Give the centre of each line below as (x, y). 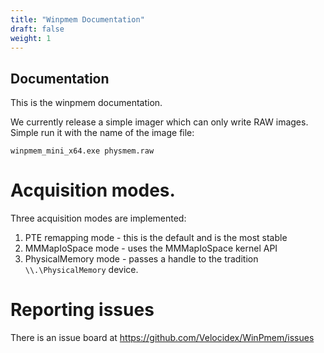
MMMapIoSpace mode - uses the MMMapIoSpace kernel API (151, 248)
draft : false (37, 29)
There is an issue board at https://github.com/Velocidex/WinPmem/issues (162, 338)
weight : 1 (31, 38)
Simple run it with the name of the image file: (102, 133)
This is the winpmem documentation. (86, 103)
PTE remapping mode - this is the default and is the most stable (156, 238)
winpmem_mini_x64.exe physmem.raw (82, 151)
